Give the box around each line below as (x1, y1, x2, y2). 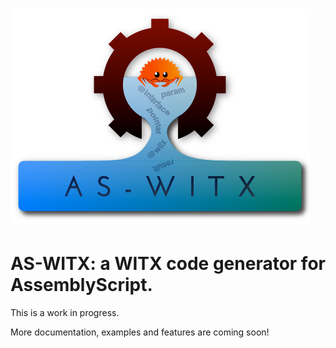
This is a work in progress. (10, 307, 120, 319)
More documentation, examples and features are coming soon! (10, 326, 270, 338)
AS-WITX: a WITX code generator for (10, 253, 326, 275)
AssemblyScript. (10, 274, 153, 297)
